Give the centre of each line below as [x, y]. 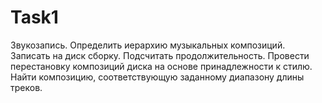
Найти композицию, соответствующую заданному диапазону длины [157, 77]
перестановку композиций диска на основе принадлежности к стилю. [161, 66]
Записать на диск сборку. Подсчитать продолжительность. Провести [160, 55]
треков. [26, 87]
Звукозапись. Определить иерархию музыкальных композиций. [148, 45]
